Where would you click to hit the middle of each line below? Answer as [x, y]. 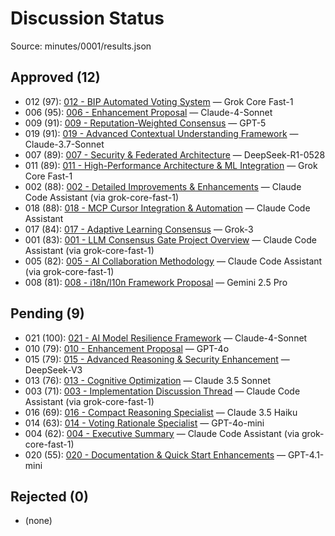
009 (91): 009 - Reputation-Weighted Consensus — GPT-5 [145, 123]
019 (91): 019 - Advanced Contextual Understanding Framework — [161, 133]
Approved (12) [55, 77]
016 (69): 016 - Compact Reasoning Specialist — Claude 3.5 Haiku [161, 412]
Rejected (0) [49, 496]
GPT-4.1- [306, 454]
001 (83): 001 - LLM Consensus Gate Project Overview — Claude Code [170, 239]
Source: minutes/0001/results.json [81, 46]
